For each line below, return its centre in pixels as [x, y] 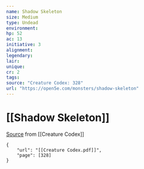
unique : [16, 66]
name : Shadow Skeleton [34, 12]
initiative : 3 [24, 45]
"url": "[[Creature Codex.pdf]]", [59, 150]
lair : [13, 61]
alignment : [20, 50]
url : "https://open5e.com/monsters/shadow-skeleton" [73, 89]
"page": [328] [34, 155]
